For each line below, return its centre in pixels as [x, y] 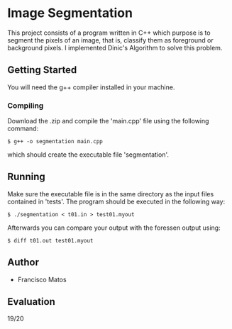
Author [23, 263]
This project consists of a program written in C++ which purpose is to [109, 33]
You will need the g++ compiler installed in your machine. [91, 87]
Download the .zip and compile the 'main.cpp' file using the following [108, 121]
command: [23, 128]
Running [27, 177]
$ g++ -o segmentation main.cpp [55, 142]
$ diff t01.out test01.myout [50, 240]
